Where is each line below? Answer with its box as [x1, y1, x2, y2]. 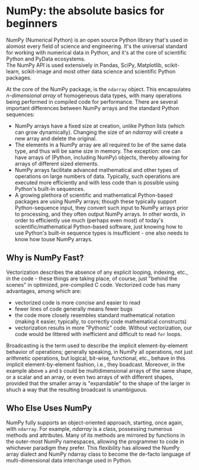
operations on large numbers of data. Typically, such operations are [14, 172, 181, 180]
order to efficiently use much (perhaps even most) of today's [14, 216, 164, 223]
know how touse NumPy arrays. [14, 235, 93, 242]
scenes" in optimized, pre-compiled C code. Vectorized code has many [6, 281, 181, 288]
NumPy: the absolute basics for [6, 4, 165, 18]
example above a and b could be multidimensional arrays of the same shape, [6, 367, 193, 374]
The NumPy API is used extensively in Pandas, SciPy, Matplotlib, [6, 61, 163, 69]
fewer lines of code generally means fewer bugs [14, 305, 133, 312]
